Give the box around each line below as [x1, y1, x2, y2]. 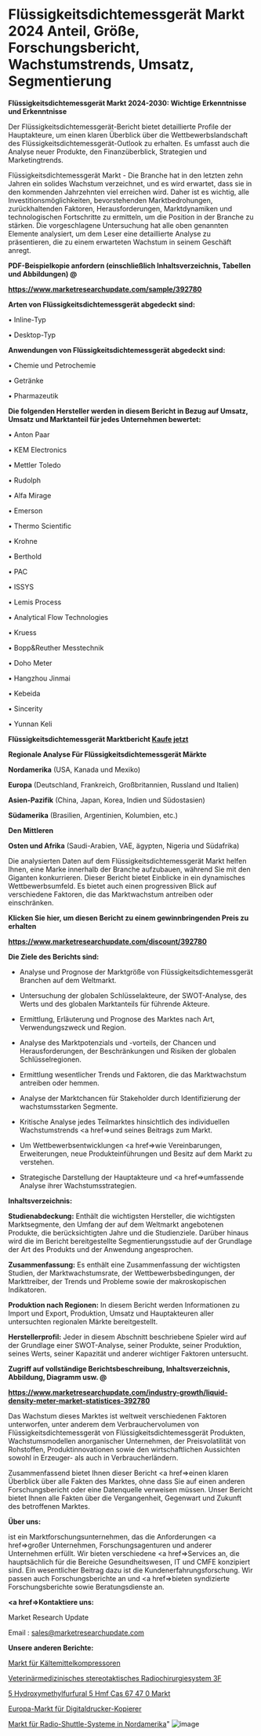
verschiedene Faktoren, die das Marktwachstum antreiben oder [8, 890, 214, 899]
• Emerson [8, 505, 43, 516]
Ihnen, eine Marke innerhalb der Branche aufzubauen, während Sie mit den [8, 864, 251, 874]
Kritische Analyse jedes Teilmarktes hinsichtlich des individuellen [19, 1117, 230, 1126]
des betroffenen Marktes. [8, 1501, 90, 1510]
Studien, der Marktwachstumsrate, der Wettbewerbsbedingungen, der [8, 1268, 235, 1278]
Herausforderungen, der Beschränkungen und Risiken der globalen [19, 1046, 237, 1055]
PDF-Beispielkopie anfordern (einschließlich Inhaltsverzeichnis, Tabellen [8, 261, 252, 270]
